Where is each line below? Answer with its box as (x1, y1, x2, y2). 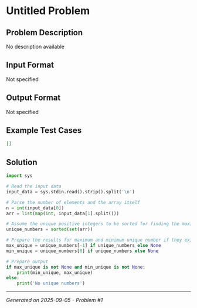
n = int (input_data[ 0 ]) (6, 205, 64, 211)
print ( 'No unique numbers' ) (16, 280, 85, 286)
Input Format (6, 60, 55, 70)
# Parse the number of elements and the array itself (6, 199, 141, 205)
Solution (6, 157, 38, 167)
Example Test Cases (6, 125, 82, 136)
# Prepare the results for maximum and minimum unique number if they (6, 237, 182, 243)
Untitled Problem (6, 4, 90, 18)
